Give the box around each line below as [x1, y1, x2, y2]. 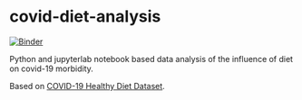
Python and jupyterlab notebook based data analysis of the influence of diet [9, 53, 293, 64]
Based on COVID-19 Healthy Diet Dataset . [9, 80, 165, 91]
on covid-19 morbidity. [9, 63, 93, 74]
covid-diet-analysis [9, 6, 161, 27]
